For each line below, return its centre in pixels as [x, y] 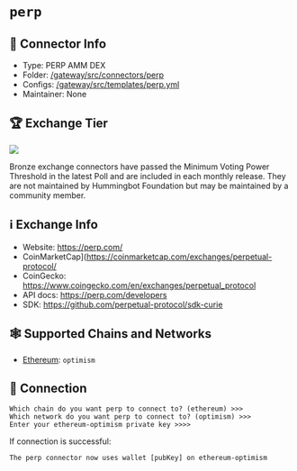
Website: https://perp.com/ [72, 247]
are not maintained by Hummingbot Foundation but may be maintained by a [149, 186]
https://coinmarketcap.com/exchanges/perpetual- [179, 257]
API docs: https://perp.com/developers [94, 294]
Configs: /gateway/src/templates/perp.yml [101, 84]
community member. [48, 195]
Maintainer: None [54, 94]
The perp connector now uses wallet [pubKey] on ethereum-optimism [139, 458]
